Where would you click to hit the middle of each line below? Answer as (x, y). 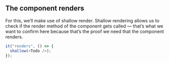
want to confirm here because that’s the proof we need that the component (85, 31)
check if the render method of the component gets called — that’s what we (84, 26)
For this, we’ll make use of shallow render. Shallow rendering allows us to (82, 20)
